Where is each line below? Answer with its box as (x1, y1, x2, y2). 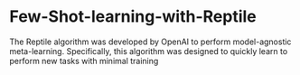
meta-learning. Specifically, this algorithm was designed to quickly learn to (9, 45, 288, 56)
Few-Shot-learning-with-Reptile (9, 6, 258, 27)
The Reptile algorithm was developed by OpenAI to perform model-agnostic (9, 36, 292, 47)
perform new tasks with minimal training (9, 55, 159, 66)
